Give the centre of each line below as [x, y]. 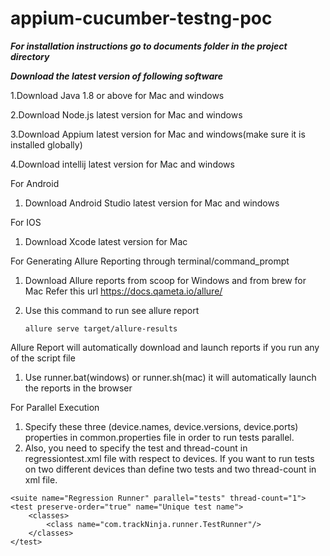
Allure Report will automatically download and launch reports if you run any [165, 347]
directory [30, 56]
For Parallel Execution [55, 407]
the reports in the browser [78, 388]
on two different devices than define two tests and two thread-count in [170, 469]
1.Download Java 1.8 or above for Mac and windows [117, 95]
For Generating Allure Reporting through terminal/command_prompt [150, 261]
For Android [35, 183]
